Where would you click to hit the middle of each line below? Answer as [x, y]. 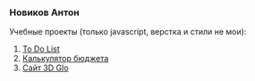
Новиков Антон [44, 12]
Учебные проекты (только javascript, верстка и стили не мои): [128, 32]
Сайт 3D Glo [45, 68]
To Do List [41, 49]
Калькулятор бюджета [65, 59]
